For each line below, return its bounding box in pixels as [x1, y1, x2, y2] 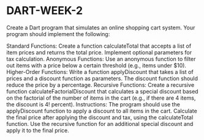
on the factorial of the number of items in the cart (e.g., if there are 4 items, [6, 94, 196, 101]
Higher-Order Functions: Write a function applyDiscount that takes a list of [6, 68, 194, 75]
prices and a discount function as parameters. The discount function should [6, 75, 198, 82]
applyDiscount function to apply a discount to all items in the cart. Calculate [6, 107, 197, 114]
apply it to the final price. [6, 127, 69, 134]
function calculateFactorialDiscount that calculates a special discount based [6, 87, 198, 95]
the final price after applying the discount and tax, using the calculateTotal [6, 114, 194, 121]
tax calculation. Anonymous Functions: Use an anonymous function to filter [6, 55, 196, 62]
